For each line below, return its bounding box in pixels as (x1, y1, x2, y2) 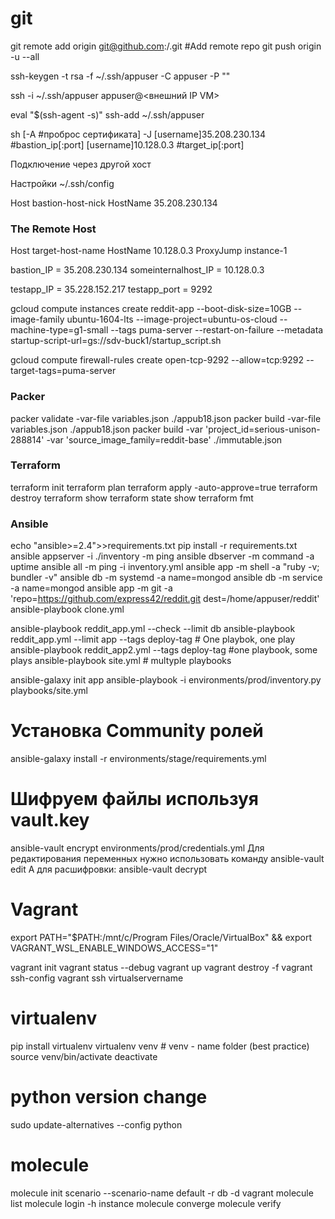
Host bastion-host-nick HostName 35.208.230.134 (10, 197, 218, 209)
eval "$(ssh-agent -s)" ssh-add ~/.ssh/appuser (10, 108, 205, 121)
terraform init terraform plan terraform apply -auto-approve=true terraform (10, 481, 318, 493)
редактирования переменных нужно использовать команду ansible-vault (10, 853, 325, 864)
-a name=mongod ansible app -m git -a (10, 582, 173, 594)
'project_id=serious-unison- (204, 423, 321, 435)
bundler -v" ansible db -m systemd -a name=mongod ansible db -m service (10, 572, 323, 584)
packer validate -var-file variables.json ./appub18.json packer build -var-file (10, 412, 322, 424)
